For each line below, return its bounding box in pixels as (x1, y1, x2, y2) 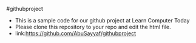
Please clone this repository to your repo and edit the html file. (15, 24, 171, 30)
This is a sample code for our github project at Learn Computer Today (15, 17, 190, 24)
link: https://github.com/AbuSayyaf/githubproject (15, 30, 137, 37)
